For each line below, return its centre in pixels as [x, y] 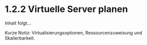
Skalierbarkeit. [20, 38]
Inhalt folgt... [18, 23]
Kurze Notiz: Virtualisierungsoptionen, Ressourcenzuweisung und [73, 32]
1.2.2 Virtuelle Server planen [66, 9]
